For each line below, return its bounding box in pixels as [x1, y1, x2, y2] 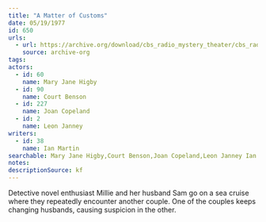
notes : [8, 159, 30, 167]
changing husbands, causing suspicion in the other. [8, 205, 177, 214]
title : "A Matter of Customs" [8, 11, 108, 20]
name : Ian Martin [22, 144, 80, 152]
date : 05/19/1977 [8, 19, 66, 27]
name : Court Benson [22, 93, 87, 101]
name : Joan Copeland [22, 108, 90, 116]
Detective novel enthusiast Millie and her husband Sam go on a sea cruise [8, 188, 249, 197]
